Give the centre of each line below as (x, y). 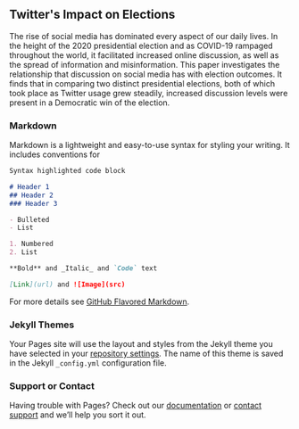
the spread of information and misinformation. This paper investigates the (145, 64)
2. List (24, 252)
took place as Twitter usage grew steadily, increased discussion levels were (149, 93)
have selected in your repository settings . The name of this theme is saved (146, 354)
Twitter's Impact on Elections (92, 15)
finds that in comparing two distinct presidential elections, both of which (142, 83)
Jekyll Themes (42, 325)
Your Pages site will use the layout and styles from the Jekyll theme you (141, 344)
